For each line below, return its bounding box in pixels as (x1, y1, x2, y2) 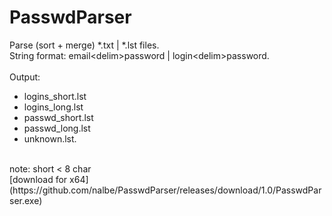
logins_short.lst (23, 90, 87, 102)
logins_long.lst (23, 101, 84, 113)
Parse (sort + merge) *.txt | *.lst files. (9, 39, 160, 51)
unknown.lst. (23, 132, 77, 145)
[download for (9, 173, 68, 185)
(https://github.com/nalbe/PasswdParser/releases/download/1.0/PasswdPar (9, 184, 322, 196)
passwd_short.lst (23, 111, 94, 123)
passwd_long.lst (23, 122, 91, 134)
